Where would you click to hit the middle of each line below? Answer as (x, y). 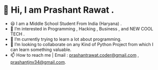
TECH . (17, 34)
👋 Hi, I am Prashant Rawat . (59, 10)
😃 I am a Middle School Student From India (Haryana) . (66, 23)
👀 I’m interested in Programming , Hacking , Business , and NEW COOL (82, 28)
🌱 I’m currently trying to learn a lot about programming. (66, 39)
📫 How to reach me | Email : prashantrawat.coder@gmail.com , (75, 55)
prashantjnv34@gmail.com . (38, 62)
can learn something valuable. (41, 49)
